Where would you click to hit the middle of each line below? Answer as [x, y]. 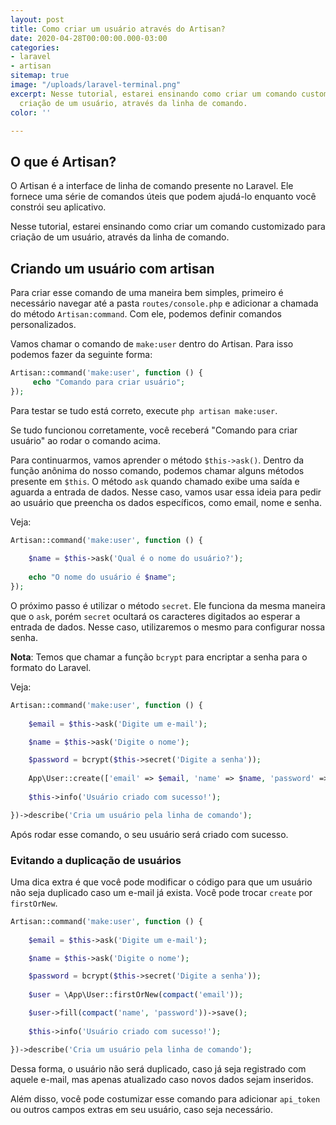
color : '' [31, 112]
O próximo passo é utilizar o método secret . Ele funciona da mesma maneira [168, 605]
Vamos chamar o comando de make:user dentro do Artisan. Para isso [152, 344]
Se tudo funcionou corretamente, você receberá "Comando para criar [154, 430]
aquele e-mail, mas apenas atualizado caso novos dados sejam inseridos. [162, 1079]
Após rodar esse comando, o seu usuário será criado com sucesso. [149, 834]
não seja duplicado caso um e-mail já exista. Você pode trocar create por [161, 892]
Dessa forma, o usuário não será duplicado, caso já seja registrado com [158, 1068]
